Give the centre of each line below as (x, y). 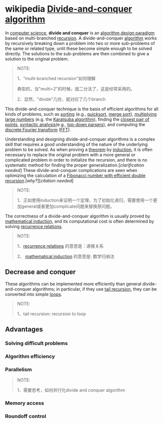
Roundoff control (26, 416)
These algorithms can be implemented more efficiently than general (73, 284)
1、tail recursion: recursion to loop (51, 314)
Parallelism (19, 369)
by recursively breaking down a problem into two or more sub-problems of (80, 43)
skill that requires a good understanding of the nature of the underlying (76, 144)
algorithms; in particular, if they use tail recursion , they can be (95, 289)
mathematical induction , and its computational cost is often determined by (80, 221)
